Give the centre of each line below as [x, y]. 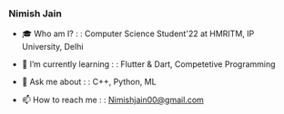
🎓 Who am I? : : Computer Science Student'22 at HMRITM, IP [138, 33]
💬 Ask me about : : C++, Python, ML [89, 82]
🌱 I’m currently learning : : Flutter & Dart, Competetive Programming [148, 64]
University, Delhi [52, 47]
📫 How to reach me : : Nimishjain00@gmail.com [112, 100]
